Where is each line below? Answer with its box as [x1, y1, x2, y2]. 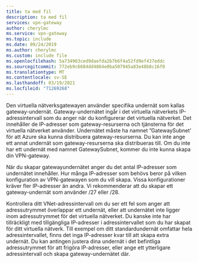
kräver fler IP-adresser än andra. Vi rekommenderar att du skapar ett [6, 182, 173, 189]
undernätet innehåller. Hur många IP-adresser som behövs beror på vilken [6, 170, 187, 177]
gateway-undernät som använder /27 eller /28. [6, 189, 120, 196]
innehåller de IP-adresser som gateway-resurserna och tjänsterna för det [6, 121, 184, 128]
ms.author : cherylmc [6, 47, 57, 53]
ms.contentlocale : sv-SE [6, 74, 67, 80]
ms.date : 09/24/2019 [6, 42, 57, 48]
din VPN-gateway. [6, 152, 50, 159]
